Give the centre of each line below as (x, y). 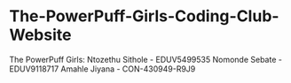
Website (40, 35)
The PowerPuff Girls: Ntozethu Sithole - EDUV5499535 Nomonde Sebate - (145, 59)
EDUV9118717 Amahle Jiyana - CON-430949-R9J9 (102, 69)
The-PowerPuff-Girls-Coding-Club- (144, 16)
